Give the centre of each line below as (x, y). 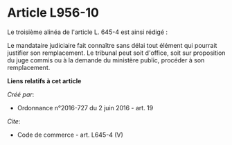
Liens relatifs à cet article (44, 80)
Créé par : (21, 94)
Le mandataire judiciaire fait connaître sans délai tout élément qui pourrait (112, 45)
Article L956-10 (53, 13)
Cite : (14, 121)
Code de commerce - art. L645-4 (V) (70, 135)
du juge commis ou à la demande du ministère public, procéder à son (106, 60)
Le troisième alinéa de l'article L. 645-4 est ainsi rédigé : (88, 32)
